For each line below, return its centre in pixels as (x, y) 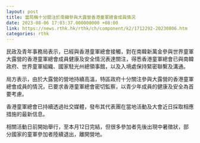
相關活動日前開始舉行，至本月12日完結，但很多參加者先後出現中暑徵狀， (95, 127)
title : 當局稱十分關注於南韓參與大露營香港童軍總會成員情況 (71, 17)
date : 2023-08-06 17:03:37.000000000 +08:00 (62, 23)
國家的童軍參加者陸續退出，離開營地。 (58, 134)
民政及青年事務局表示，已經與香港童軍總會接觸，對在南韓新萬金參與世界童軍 (100, 52)
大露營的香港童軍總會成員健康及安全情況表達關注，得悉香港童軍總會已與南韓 (100, 59)
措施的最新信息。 (27, 114)
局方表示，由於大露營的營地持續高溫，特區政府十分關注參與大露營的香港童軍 (100, 79)
